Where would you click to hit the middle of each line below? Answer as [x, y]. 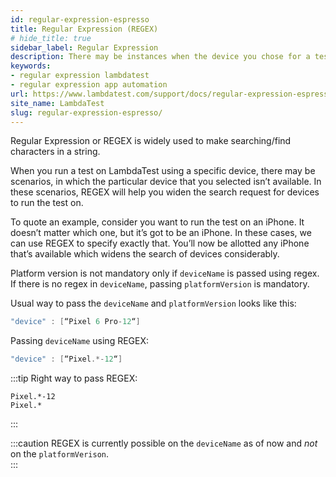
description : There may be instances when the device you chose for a [160, 57]
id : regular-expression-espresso [80, 19]
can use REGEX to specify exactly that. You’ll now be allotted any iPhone [160, 243]
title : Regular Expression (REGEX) [84, 29]
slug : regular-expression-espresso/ [86, 112]
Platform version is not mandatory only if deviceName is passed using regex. [165, 273]
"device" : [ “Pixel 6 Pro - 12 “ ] [75, 322]
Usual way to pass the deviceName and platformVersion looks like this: [153, 303]
